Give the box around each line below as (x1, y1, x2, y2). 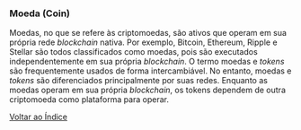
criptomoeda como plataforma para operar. (9, 94, 169, 105)
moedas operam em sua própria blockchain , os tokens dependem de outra (9, 84, 286, 96)
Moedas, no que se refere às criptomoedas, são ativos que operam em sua (9, 28, 288, 39)
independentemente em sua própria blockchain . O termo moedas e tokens (9, 56, 285, 67)
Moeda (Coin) (9, 7, 70, 20)
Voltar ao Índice (9, 111, 68, 123)
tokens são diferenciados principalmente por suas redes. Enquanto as (9, 75, 268, 86)
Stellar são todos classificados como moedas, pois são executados (9, 47, 258, 57)
